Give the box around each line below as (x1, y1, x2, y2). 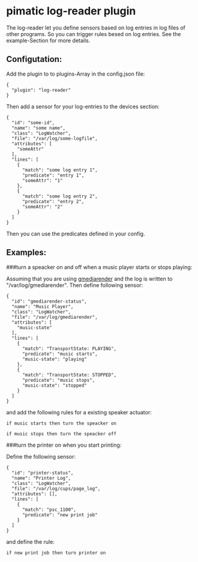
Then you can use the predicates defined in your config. (6, 230, 145, 237)
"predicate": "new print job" (22, 512, 98, 518)
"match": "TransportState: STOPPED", (22, 372, 117, 378)
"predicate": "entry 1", (22, 172, 85, 178)
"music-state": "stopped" (22, 382, 87, 388)
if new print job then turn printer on (6, 549, 106, 556)
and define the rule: (6, 538, 55, 545)
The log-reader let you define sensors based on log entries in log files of (6, 24, 186, 31)
